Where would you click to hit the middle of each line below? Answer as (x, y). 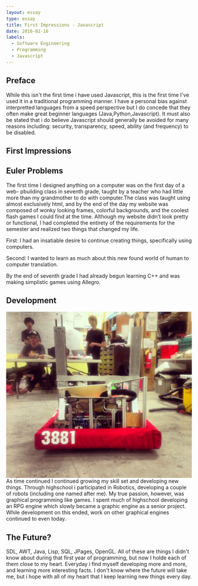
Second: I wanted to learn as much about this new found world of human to (98, 258)
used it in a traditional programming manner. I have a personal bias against (97, 101)
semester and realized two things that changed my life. (73, 229)
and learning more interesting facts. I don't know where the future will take (97, 570)
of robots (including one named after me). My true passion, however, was (95, 494)
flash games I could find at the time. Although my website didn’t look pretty (97, 216)
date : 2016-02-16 (27, 31)
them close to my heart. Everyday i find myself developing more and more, (97, 564)
